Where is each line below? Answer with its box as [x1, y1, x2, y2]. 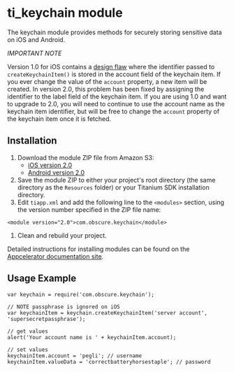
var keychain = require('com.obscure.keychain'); [7, 291, 155, 298]
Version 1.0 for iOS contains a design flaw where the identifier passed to [7, 62, 215, 71]
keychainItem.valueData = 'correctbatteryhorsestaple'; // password [7, 358, 211, 365]
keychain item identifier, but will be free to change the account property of [7, 107, 220, 115]
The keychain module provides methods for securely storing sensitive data [7, 28, 222, 36]
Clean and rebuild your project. [17, 231, 107, 239]
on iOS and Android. [7, 35, 66, 43]
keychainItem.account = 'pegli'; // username [7, 352, 142, 359]
